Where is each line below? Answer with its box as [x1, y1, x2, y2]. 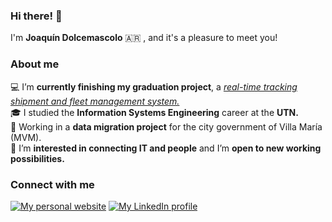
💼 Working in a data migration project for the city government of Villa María [10, 120, 323, 133]
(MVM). [10, 131, 42, 143]
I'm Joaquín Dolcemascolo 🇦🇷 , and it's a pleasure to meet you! [10, 32, 278, 44]
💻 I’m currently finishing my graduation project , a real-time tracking [10, 80, 298, 93]
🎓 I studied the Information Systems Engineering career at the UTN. [10, 106, 299, 118]
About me [10, 57, 60, 71]
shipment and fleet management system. [10, 95, 180, 107]
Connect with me [10, 177, 95, 191]
